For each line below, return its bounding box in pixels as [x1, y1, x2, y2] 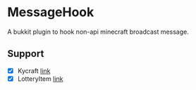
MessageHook [7, 4, 94, 20]
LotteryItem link [17, 75, 63, 83]
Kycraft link [17, 66, 51, 75]
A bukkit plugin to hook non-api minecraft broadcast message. [7, 27, 189, 36]
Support [7, 48, 44, 60]
